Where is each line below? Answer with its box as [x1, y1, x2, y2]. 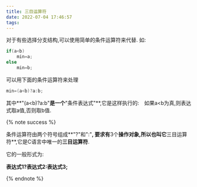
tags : [6, 19, 19, 25]
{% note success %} [6, 119, 56, 126]
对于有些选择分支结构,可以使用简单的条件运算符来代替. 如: [6, 37, 146, 44]
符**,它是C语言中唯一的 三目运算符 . [6, 138, 90, 145]
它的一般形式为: [6, 150, 44, 158]
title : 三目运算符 [6, 8, 47, 15]
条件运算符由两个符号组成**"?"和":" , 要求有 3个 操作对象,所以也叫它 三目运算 [6, 130, 188, 137]
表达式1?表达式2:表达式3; [6, 163, 68, 170]
